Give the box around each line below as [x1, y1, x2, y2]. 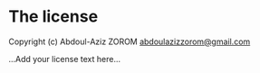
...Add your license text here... [8, 53, 121, 64]
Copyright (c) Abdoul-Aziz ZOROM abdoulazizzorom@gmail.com [8, 36, 251, 47]
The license [8, 6, 99, 27]
